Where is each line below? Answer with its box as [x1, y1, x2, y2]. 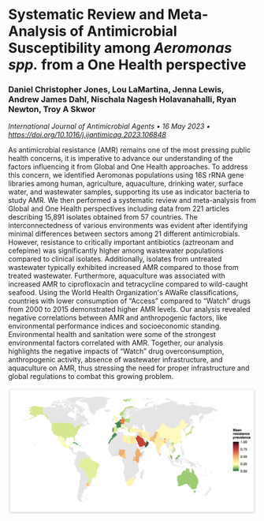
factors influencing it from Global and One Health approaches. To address [8, 162, 248, 171]
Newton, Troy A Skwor [8, 104, 96, 115]
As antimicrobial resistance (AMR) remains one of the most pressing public [8, 145, 251, 155]
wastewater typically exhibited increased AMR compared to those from [8, 263, 239, 272]
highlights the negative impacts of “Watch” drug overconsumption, [8, 347, 225, 356]
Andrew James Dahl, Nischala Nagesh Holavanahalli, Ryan [8, 94, 236, 105]
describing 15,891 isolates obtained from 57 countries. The [8, 212, 199, 222]
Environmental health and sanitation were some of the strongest [8, 330, 216, 339]
